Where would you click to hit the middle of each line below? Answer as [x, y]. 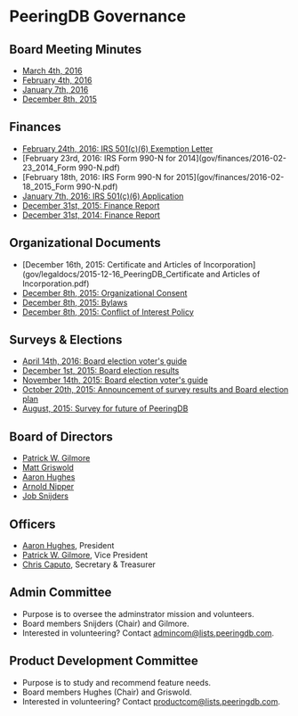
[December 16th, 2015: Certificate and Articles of [112, 264]
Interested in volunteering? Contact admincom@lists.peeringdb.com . [148, 633]
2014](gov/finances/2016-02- [232, 158]
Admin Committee [60, 593]
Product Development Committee [104, 661]
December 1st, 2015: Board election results [101, 371]
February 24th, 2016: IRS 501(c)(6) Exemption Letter [117, 148]
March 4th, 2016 [52, 70]
